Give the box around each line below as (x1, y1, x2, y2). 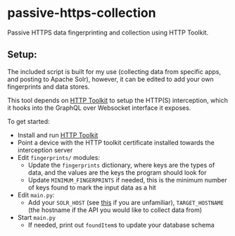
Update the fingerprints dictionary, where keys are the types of (27, 161, 215, 169)
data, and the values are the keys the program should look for (27, 168, 207, 177)
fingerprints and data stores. (7, 82, 90, 91)
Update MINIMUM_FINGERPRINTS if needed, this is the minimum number (27, 175, 227, 184)
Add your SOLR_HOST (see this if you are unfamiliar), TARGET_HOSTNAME (27, 198, 224, 206)
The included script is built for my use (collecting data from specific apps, (7, 67, 222, 75)
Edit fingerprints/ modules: (17, 153, 101, 161)
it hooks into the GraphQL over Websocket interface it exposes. (7, 104, 191, 112)
